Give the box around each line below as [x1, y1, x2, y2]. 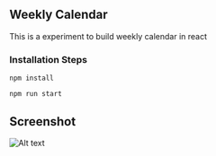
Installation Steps [9, 53, 88, 65]
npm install [9, 74, 54, 83]
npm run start [9, 90, 63, 99]
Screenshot [9, 114, 76, 129]
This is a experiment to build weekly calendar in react [9, 30, 208, 41]
